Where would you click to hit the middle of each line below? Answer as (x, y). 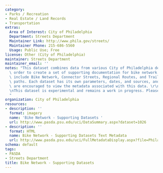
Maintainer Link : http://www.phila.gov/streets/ (59, 41)
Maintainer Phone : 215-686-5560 (42, 46)
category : (15, 9)
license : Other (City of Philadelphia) (45, 55)
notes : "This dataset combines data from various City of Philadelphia (79, 68)
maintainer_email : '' (27, 63)
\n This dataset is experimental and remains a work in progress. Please (84, 91)
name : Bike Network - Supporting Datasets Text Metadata (68, 136)
